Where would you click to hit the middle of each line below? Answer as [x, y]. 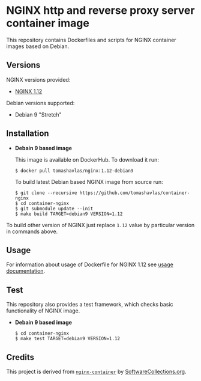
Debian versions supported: [40, 103]
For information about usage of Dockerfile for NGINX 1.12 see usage [90, 264]
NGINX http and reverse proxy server [100, 11]
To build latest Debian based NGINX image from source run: [89, 181]
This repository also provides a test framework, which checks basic [90, 305]
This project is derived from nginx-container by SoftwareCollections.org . [96, 371]
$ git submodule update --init [54, 209]
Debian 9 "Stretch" [38, 114]
